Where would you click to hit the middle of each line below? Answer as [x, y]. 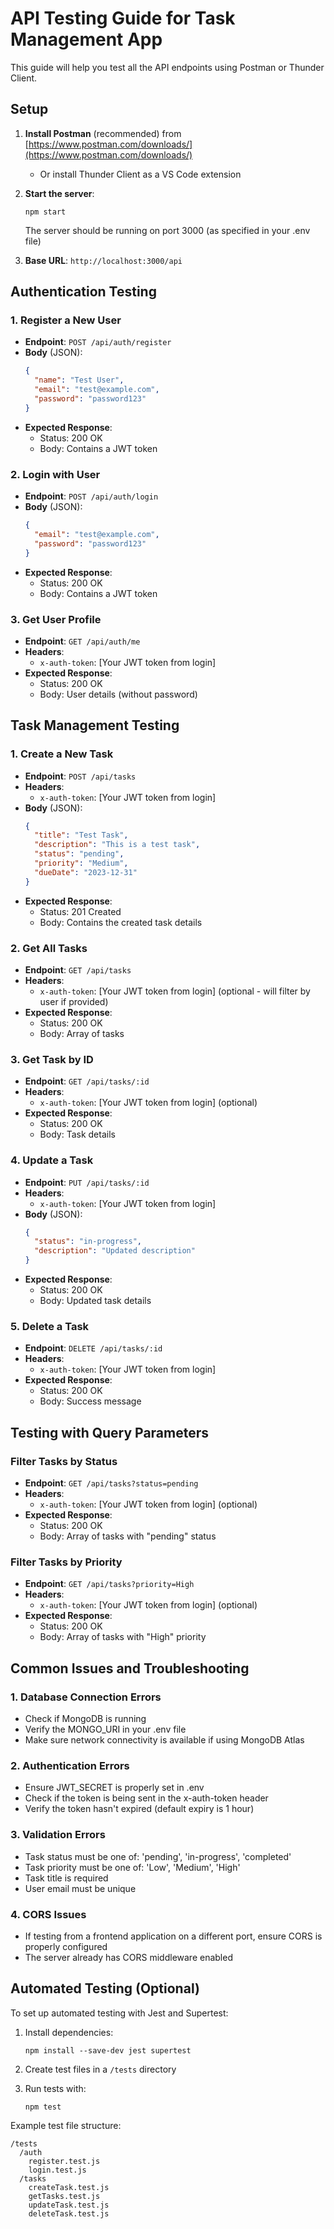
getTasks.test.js [64, 2196]
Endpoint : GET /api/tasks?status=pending [111, 1483]
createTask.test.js [69, 2187]
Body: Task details [77, 1134]
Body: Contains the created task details [121, 922]
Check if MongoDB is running [85, 1719]
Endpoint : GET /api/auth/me [82, 641]
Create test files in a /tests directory [100, 2069]
